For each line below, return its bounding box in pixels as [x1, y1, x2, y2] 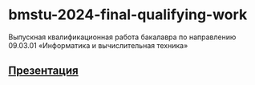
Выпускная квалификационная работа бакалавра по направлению [8, 32, 237, 42]
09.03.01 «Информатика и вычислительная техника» [8, 40, 188, 50]
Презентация [8, 64, 79, 78]
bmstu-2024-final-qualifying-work [8, 6, 248, 24]
